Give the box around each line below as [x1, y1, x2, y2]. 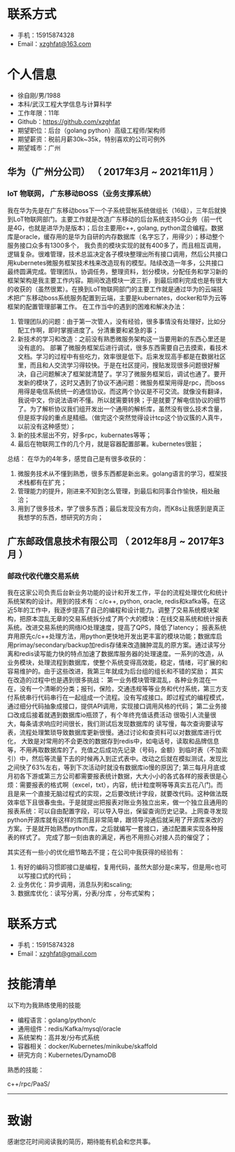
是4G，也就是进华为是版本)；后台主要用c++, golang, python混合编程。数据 [7, 223, 224, 232]
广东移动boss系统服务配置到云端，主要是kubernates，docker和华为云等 [19, 293, 227, 301]
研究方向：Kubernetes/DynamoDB [17, 1051, 117, 1060]
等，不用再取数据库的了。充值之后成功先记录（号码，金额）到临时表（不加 [7, 746, 222, 754]
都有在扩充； [29, 478, 67, 486]
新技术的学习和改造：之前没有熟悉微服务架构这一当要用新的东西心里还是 [17, 334, 226, 343]
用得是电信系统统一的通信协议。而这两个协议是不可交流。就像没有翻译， [17, 387, 226, 395]
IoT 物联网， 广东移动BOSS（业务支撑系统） [7, 189, 156, 199]
